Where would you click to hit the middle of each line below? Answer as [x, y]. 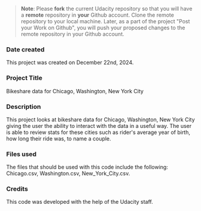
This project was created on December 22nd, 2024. [70, 63]
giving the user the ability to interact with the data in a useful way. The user [99, 126]
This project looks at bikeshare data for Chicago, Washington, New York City [100, 120]
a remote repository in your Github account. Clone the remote [98, 15]
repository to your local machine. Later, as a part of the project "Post [105, 21]
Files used [22, 154]
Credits [17, 189]
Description [24, 106]
